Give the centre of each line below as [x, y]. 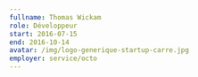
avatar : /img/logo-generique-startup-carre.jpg [99, 50]
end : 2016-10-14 [39, 42]
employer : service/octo [54, 58]
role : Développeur [43, 26]
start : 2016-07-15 [43, 34]
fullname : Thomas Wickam [55, 17]
